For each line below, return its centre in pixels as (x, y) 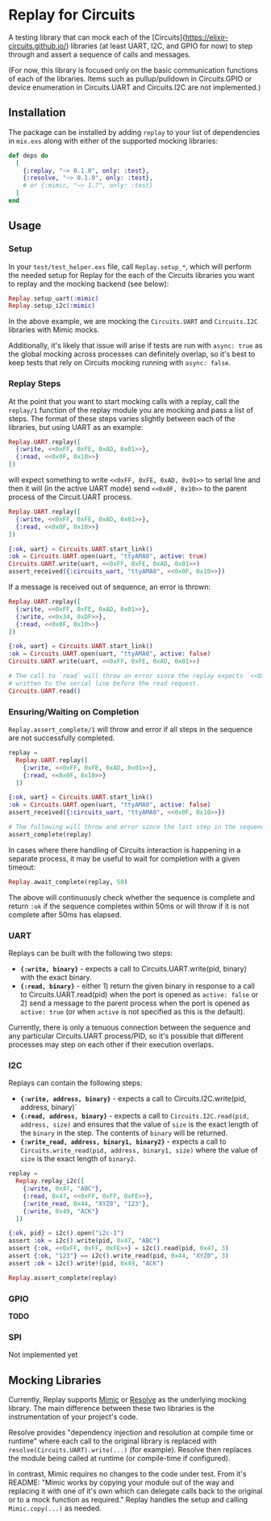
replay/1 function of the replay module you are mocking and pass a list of (131, 410)
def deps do (28, 155)
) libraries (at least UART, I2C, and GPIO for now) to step (159, 45)
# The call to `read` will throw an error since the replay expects (126, 676)
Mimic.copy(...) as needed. (55, 1508)
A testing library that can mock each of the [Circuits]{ (97, 37)
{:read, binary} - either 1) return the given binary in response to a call (138, 986)
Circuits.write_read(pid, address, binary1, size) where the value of (139, 1150)
